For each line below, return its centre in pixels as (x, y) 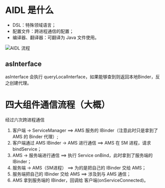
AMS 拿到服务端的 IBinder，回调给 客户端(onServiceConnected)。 (80, 180)
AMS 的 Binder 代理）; (35, 136)
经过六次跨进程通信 (25, 120)
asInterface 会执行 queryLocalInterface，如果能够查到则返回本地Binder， (81, 77)
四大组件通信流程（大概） (58, 105)
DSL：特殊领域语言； (34, 25)
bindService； (27, 149)
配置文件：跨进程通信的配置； (43, 31)
